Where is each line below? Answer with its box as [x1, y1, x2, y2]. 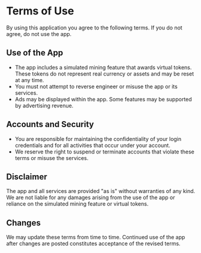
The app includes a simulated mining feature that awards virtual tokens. [14, 64, 192, 71]
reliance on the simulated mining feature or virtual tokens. [6, 200, 149, 207]
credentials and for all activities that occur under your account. [14, 141, 171, 149]
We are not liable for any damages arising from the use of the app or [6, 194, 175, 201]
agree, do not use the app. [6, 30, 72, 37]
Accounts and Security [6, 119, 94, 129]
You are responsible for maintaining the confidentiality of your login [14, 135, 182, 142]
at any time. [14, 76, 44, 83]
